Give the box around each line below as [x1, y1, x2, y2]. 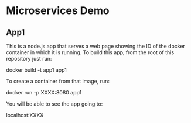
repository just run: [6, 55, 52, 62]
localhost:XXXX [6, 112, 44, 118]
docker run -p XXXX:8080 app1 [6, 89, 82, 96]
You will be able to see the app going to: [6, 100, 103, 107]
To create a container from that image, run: [6, 78, 110, 85]
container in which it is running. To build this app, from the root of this [6, 49, 175, 56]
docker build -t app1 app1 [6, 66, 67, 73]
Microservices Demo [6, 4, 110, 17]
